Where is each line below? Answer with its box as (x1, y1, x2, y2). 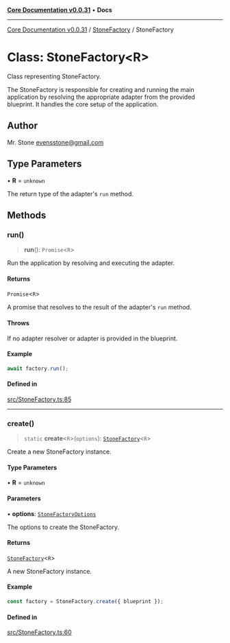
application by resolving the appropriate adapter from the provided (7, 93, 195, 101)
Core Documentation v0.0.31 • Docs (7, 6, 112, 14)
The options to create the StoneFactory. (7, 523, 120, 531)
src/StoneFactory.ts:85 (7, 395, 72, 404)
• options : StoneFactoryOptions (7, 509, 97, 517)
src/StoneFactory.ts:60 (7, 628, 72, 637)
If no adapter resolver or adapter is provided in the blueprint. (7, 334, 178, 342)
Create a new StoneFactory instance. (7, 447, 112, 456)
